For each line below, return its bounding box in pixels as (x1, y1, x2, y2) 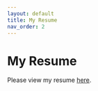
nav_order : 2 (7, 23, 45, 30)
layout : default (7, 10, 54, 17)
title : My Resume (7, 17, 58, 24)
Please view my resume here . (7, 76, 92, 84)
